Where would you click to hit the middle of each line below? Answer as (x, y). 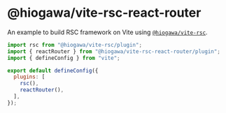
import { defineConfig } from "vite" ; (64, 58)
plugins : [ (29, 77)
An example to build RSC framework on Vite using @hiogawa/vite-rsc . (107, 32)
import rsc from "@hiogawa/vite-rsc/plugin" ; (75, 45)
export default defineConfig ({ (53, 70)
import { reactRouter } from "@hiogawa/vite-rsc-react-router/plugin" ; (114, 51)
